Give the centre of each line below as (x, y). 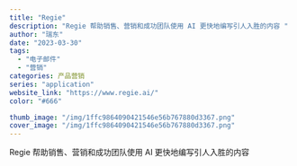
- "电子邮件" (39, 59)
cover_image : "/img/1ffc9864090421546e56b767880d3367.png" (122, 126)
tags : (19, 51)
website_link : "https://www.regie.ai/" (84, 92)
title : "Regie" (38, 17)
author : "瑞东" (36, 34)
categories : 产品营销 (47, 76)
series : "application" (52, 84)
